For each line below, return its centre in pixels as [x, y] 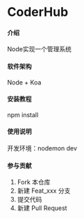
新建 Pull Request [42, 208]
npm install [23, 114]
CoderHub [38, 12]
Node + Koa [24, 82]
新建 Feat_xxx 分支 [44, 191]
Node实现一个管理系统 [39, 49]
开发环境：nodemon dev [42, 148]
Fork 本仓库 [34, 182]
